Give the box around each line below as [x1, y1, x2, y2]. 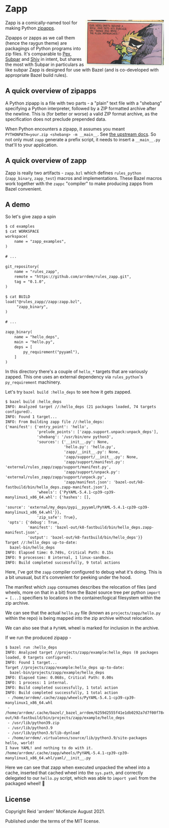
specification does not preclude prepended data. [5, 116, 107, 122]
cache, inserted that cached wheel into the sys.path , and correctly [5, 770, 143, 776]
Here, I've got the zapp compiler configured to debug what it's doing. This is [5, 569, 162, 575]
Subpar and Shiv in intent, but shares [5, 56, 82, 62]
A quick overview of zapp [5, 156, 87, 165]
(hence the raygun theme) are [5, 40, 67, 46]
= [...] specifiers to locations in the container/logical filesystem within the [5, 595, 161, 601]
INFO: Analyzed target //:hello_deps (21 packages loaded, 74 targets [5, 404, 156, 410]
